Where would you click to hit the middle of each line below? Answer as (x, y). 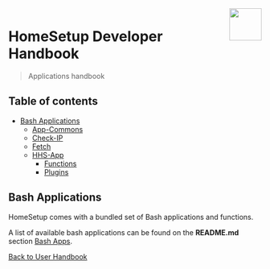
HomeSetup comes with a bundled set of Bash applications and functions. (131, 217)
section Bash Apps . (40, 241)
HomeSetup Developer (86, 37)
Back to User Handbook (48, 256)
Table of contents (53, 101)
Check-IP (47, 138)
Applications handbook (66, 76)
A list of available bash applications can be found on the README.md (124, 232)
